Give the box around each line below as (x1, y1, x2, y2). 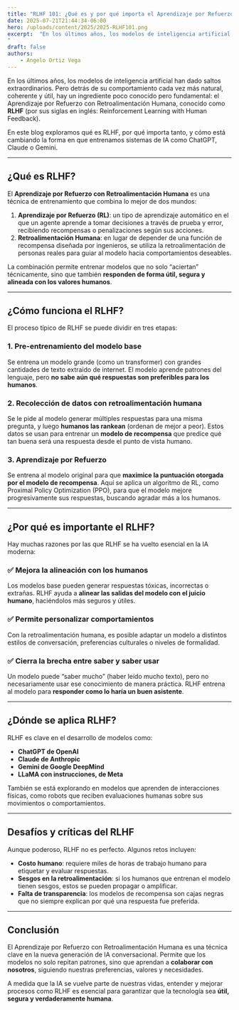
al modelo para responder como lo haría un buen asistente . (7, 687, 184, 695)
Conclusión (7, 924, 60, 936)
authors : (7, 51, 33, 58)
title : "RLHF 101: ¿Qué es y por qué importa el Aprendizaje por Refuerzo (7, 10, 234, 18)
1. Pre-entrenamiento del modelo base (7, 341, 142, 351)
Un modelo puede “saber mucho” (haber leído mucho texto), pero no (7, 672, 209, 680)
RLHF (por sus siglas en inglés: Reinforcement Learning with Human (7, 106, 208, 115)
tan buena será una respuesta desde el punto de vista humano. (7, 437, 193, 445)
